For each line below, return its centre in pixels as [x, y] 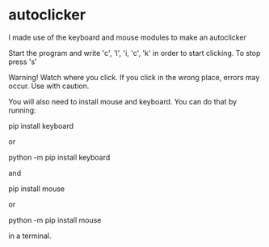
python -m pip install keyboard [59, 157]
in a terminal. [30, 236]
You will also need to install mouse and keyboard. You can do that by [123, 101]
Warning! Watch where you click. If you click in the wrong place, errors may [134, 77]
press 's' [23, 62]
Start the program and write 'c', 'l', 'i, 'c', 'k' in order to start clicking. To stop [134, 53]
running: [22, 110]
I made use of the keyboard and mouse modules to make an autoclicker [127, 37]
